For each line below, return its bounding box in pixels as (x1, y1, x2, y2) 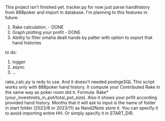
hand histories (12, 40, 41, 46)
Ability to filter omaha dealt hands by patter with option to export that (12, 34, 153, 40)
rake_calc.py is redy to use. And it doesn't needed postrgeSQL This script (5, 79, 155, 85)
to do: (5, 49, 17, 55)
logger (12, 59, 26, 64)
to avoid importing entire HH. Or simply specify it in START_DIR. (5, 110, 134, 116)
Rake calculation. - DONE (12, 24, 64, 30)
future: (5, 15, 19, 20)
